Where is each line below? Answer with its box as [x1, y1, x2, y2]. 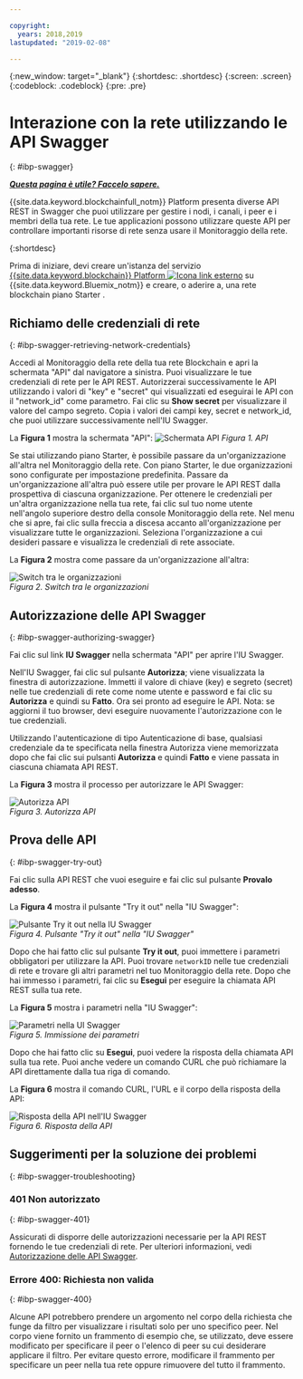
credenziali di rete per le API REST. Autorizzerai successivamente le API [9, 377, 278, 388]
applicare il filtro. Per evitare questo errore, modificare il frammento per [9, 1350, 276, 1361]
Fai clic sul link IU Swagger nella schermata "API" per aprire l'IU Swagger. [9, 649, 285, 660]
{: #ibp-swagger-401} [9, 1213, 90, 1224]
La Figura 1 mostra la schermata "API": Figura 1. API [9, 432, 269, 444]
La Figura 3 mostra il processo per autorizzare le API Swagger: [9, 778, 244, 789]
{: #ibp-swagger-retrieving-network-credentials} [9, 340, 192, 351]
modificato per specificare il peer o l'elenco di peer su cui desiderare [9, 1340, 267, 1351]
